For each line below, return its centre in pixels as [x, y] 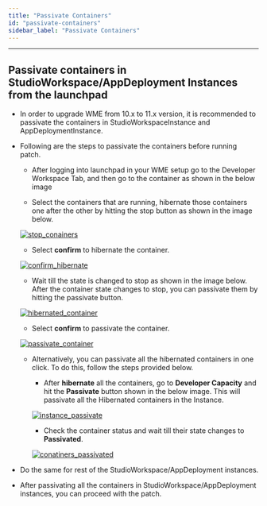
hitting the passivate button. [77, 298]
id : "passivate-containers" [55, 23]
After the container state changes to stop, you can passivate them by [145, 289]
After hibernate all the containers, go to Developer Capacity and [150, 383]
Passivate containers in [68, 70]
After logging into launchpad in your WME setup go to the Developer [143, 170]
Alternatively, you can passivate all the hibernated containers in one [143, 359]
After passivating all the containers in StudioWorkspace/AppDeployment [138, 485]
